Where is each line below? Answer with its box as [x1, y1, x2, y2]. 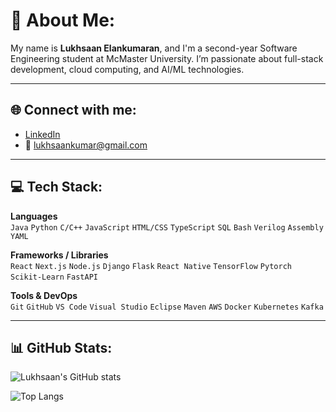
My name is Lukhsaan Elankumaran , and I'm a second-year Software [10, 42, 298, 54]
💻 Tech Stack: [10, 179, 103, 196]
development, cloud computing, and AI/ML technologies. [10, 63, 245, 75]
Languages [10, 210, 58, 222]
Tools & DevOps [10, 289, 78, 301]
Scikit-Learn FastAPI [10, 272, 98, 282]
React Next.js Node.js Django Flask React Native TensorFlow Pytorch [10, 261, 292, 271]
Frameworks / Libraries [10, 249, 109, 261]
